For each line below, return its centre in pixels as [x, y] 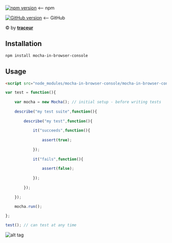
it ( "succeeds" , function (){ [61, 130]
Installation [24, 44]
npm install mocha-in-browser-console [47, 56]
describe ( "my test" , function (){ [58, 121]
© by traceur [19, 28]
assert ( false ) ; [58, 169]
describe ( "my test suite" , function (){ [56, 112]
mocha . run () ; [28, 207]
